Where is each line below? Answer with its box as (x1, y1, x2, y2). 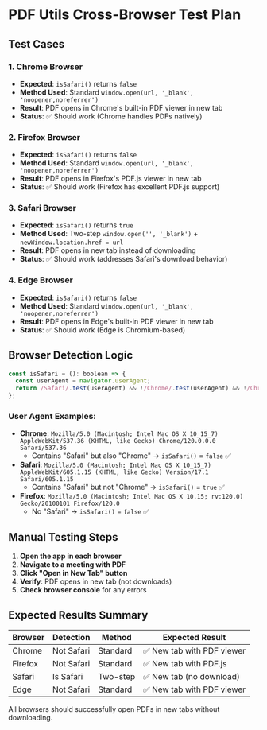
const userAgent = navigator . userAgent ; (15, 377, 151, 385)
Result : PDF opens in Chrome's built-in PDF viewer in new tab (19, 103, 223, 112)
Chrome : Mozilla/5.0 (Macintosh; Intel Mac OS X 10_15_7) (19, 429, 219, 438)
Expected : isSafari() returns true (19, 220, 133, 230)
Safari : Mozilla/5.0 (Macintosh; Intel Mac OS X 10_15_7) (19, 460, 212, 470)
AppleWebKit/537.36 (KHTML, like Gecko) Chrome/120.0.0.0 (19, 437, 216, 445)
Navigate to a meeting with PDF (19, 560, 126, 569)
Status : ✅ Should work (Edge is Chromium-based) (19, 324, 186, 335)
